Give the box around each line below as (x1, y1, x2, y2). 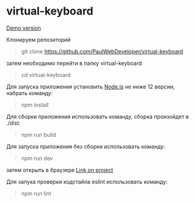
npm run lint (21, 190, 51, 197)
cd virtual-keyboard (21, 71, 71, 78)
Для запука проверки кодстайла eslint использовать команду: (6, 178, 168, 185)
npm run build (21, 131, 56, 138)
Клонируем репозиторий (6, 36, 71, 43)
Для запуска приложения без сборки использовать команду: (6, 142, 165, 150)
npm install (21, 101, 49, 108)
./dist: (6, 119, 21, 127)
